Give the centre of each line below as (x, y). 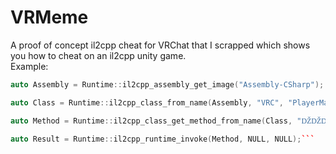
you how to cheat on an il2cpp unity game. (98, 55)
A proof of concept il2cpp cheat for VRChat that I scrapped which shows (160, 45)
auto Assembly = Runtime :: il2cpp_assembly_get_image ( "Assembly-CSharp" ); (167, 84)
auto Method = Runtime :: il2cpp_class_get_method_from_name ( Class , (151, 121)
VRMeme (49, 17)
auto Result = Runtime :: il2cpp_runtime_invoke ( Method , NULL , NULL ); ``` (162, 139)
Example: (29, 66)
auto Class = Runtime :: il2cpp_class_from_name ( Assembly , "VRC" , (147, 102)
